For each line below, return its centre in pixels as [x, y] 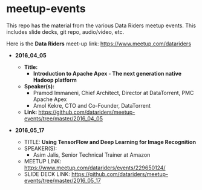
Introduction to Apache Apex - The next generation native [107, 73]
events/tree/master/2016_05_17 [62, 180]
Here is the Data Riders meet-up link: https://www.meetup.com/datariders [99, 44]
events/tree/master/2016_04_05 [63, 118]
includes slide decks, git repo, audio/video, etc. [65, 31]
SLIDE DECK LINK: [47, 174]
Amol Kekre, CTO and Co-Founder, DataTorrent [92, 105]
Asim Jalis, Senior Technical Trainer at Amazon [92, 155]
